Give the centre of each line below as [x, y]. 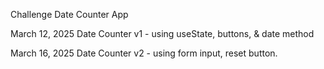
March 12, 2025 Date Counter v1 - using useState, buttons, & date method [162, 33]
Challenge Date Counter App [69, 14]
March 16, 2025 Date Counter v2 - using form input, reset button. [144, 53]
